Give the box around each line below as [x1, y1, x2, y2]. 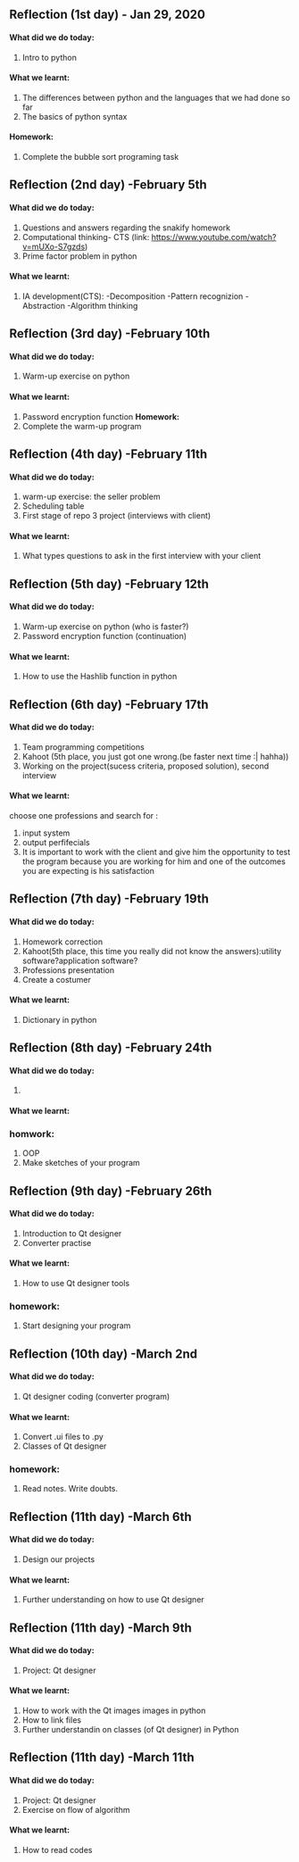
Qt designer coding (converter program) [21, 1391, 170, 1401]
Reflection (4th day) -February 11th [9, 446, 208, 461]
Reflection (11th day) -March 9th [9, 1620, 192, 1635]
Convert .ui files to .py [21, 1432, 104, 1442]
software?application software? [21, 955, 138, 966]
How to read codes [21, 1844, 93, 1855]
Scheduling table [21, 501, 85, 511]
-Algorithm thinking [66, 300, 138, 311]
